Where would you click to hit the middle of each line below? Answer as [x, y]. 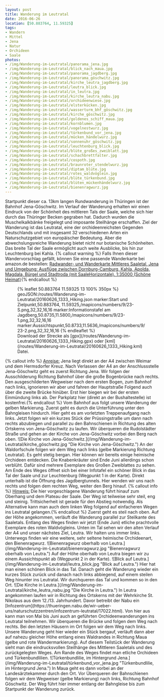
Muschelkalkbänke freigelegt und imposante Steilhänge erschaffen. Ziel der [81, 222]
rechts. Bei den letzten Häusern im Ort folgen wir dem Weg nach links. [76, 626]
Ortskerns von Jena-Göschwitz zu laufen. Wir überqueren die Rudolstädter [81, 428]
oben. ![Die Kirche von [28, 439]
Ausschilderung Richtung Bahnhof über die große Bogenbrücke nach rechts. [82, 376]
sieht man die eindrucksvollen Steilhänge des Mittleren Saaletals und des [79, 647]
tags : [11, 28]
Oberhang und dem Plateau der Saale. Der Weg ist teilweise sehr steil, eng [80, 496]
